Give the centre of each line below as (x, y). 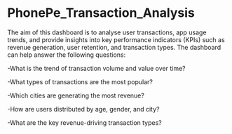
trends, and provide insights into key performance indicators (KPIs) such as (116, 39)
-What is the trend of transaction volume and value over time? (96, 68)
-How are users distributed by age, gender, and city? (83, 109)
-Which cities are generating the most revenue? (76, 95)
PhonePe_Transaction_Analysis (101, 13)
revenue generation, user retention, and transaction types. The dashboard (114, 47)
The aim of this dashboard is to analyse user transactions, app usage (107, 32)
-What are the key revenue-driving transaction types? (85, 122)
